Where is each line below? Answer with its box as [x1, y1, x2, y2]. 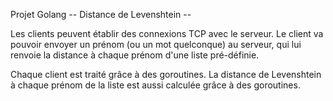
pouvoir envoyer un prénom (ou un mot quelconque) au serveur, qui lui [10, 39, 302, 50]
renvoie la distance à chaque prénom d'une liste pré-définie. [10, 49, 260, 61]
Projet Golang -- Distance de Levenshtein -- [10, 9, 192, 20]
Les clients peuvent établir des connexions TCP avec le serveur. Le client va [10, 28, 324, 39]
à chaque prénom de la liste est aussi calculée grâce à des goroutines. [10, 79, 301, 91]
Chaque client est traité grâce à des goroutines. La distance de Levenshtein [10, 69, 322, 80]
